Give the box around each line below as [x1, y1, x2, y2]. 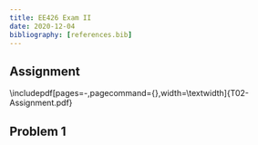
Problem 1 [9, 123, 67, 139]
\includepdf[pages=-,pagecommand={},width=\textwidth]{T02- [9, 88, 249, 99]
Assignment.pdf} [9, 97, 73, 109]
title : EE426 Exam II [9, 13, 92, 23]
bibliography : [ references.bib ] [9, 30, 132, 39]
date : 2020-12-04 [9, 22, 76, 31]
